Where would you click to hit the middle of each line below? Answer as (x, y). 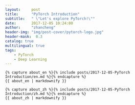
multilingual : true (25, 46)
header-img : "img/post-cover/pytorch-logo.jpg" (55, 32)
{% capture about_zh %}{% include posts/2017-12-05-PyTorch (68, 90)
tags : (11, 50)
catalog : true (20, 41)
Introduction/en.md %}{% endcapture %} (46, 77)
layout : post (23, 9)
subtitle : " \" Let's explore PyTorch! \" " (50, 18)
